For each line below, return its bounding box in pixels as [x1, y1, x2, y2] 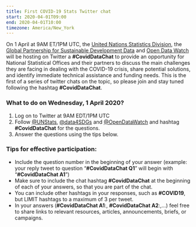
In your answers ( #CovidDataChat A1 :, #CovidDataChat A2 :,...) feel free [14, 202, 190, 209]
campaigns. [14, 214, 43, 221]
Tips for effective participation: [6, 145, 97, 153]
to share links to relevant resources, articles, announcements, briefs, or [14, 208, 187, 215]
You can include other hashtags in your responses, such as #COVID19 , [14, 189, 186, 196]
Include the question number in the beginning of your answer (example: [14, 158, 187, 165]
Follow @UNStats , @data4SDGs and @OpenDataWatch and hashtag [14, 118, 180, 125]
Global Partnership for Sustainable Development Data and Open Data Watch [6, 47, 189, 54]
